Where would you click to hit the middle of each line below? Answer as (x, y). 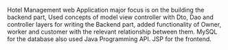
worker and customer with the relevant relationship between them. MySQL (112, 32)
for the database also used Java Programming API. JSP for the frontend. (109, 39)
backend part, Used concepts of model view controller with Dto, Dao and (111, 17)
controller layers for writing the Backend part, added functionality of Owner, (114, 24)
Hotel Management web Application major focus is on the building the (106, 10)
